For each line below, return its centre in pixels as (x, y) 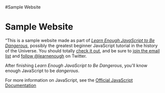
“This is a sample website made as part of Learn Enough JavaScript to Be (80, 40)
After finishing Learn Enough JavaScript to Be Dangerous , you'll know (76, 65)
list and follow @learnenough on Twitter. (46, 56)
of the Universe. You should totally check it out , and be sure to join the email (82, 50)
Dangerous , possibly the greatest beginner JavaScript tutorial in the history (82, 46)
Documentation (21, 85)
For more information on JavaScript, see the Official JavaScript (69, 80)
